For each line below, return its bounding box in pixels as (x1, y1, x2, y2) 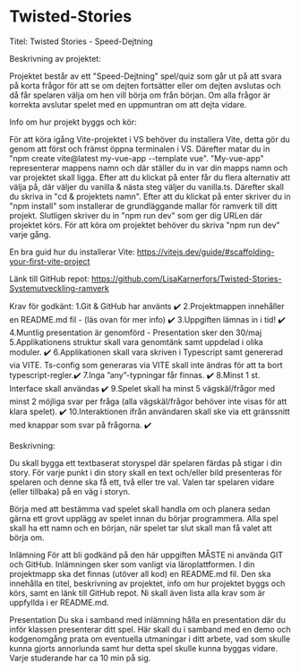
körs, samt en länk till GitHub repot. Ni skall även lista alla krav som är (9, 587, 266, 598)
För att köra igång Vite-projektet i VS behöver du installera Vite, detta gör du (9, 134, 290, 144)
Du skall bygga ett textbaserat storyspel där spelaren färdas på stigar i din (9, 457, 282, 468)
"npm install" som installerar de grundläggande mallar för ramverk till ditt (9, 200, 278, 211)
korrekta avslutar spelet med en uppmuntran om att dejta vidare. (9, 99, 247, 109)
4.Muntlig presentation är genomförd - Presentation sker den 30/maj (9, 327, 262, 338)
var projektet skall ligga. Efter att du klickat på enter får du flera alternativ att (9, 172, 291, 183)
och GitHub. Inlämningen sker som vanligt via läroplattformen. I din (9, 558, 255, 570)
